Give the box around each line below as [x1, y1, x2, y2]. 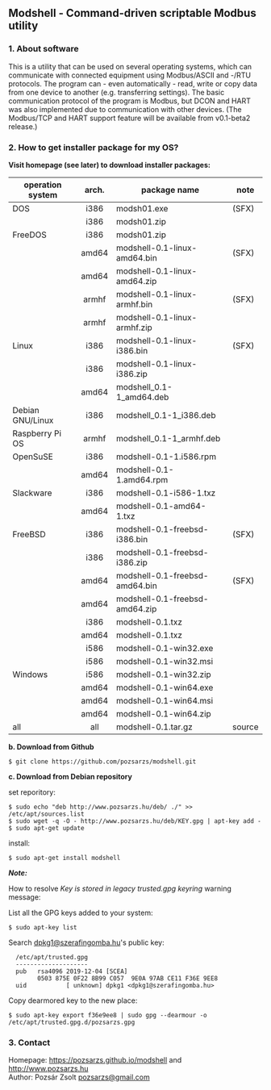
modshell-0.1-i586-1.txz [115, 487, 216, 499]
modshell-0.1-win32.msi [115, 655, 214, 666]
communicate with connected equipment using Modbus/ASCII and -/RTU [8, 70, 252, 80]
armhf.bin [115, 299, 153, 310]
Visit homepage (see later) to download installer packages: [8, 160, 211, 169]
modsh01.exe [115, 203, 169, 214]
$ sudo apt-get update [8, 824, 85, 832]
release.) [8, 121, 38, 132]
